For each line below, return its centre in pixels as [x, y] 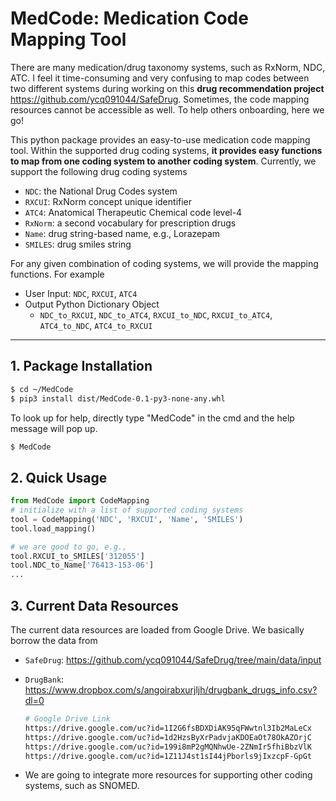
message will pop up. [54, 428]
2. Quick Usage [59, 477]
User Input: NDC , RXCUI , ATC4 [81, 293]
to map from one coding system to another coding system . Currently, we [163, 161]
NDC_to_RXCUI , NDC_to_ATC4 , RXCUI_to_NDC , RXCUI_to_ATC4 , [156, 314]
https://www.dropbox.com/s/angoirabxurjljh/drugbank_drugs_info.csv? [171, 690]
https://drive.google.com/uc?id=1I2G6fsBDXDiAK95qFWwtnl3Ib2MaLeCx [168, 728]
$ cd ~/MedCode [42, 389]
